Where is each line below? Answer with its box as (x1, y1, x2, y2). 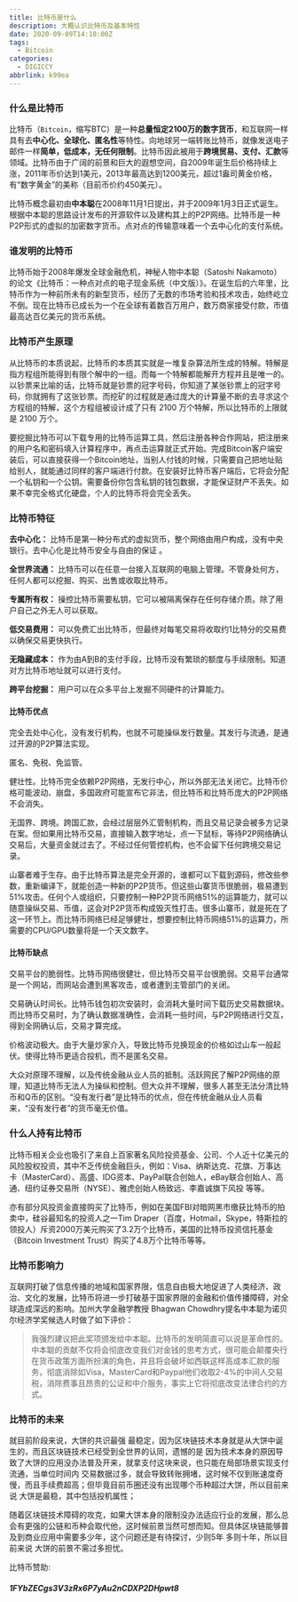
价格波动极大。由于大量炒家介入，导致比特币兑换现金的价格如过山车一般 (9, 1039, 273, 1050)
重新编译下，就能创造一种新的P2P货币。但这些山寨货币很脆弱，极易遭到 (24, 881, 288, 892)
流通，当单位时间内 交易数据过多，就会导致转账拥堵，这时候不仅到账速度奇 (9, 1469, 284, 1479)
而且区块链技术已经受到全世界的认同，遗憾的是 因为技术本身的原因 (32, 1446, 276, 1457)
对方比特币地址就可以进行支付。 (9, 664, 126, 676)
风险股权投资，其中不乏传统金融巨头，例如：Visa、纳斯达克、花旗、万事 (9, 1160, 274, 1171)
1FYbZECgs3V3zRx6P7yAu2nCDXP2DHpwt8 (9, 1582, 179, 1593)
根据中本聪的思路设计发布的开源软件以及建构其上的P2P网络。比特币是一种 (9, 210, 281, 220)
